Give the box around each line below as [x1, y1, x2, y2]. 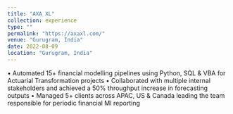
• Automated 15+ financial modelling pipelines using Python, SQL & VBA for [7, 68, 226, 77]
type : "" [7, 23, 33, 30]
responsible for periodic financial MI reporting [7, 99, 141, 107]
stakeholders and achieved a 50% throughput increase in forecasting [7, 84, 208, 92]
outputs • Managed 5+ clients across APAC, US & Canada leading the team [7, 91, 225, 99]
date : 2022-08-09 [7, 43, 58, 50]
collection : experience [7, 17, 77, 24]
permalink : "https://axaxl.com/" [7, 30, 106, 37]
